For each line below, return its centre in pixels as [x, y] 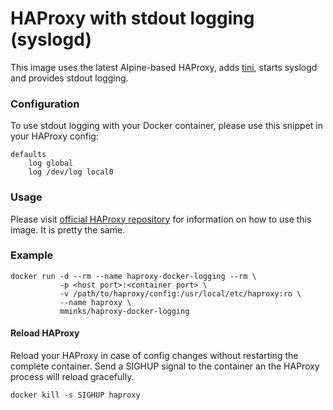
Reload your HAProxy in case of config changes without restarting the [154, 356]
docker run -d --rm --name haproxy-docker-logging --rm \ [133, 276]
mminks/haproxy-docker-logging [124, 311]
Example [32, 255]
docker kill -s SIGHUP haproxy [75, 395]
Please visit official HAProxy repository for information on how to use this [161, 219]
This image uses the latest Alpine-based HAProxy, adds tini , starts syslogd [164, 67]
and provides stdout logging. [69, 78]
